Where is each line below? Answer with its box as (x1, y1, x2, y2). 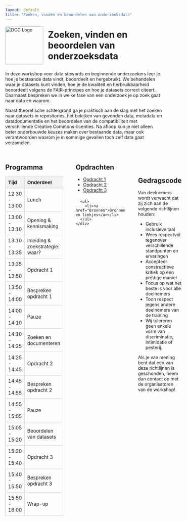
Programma (5, 163, 43, 171)
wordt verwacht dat (138, 195, 179, 201)
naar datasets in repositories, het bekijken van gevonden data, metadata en (5, 112, 162, 119)
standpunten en (145, 248, 178, 254)
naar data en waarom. (5, 97, 51, 104)
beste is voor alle (145, 285, 181, 291)
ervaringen (145, 253, 168, 259)
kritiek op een (145, 269, 174, 276)
